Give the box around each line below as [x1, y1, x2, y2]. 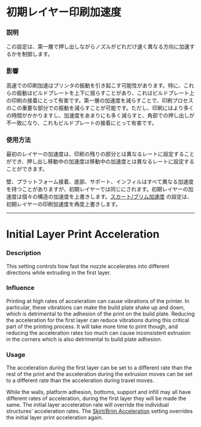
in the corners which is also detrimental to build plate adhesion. [6, 335, 163, 343]
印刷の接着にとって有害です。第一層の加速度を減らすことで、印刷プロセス [11, 96, 194, 104]
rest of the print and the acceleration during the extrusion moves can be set [6, 371, 193, 378]
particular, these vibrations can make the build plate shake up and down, [6, 304, 185, 311]
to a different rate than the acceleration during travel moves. [6, 377, 154, 384]
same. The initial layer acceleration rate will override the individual [6, 401, 169, 408]
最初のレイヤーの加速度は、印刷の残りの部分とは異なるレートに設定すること [6, 150, 195, 158]
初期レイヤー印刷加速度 [6, 5, 121, 19]
